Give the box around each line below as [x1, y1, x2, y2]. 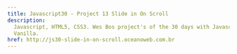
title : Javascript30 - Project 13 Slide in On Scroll [7, 10, 169, 18]
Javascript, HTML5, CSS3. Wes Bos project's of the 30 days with [13, 23, 210, 30]
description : [7, 17, 46, 24]
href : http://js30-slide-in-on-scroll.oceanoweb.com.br [7, 36, 175, 43]
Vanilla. [13, 29, 39, 37]
